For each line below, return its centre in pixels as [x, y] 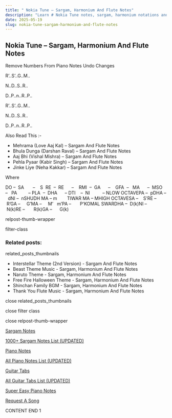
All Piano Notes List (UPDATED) [38, 361]
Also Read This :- [24, 136]
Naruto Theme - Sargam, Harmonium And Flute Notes [69, 275]
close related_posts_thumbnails [38, 301]
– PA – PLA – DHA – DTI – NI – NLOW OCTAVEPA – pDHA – [86, 193]
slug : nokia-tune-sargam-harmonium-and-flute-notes [61, 24]
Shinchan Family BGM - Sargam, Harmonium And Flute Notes [77, 286]
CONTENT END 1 [23, 411]
